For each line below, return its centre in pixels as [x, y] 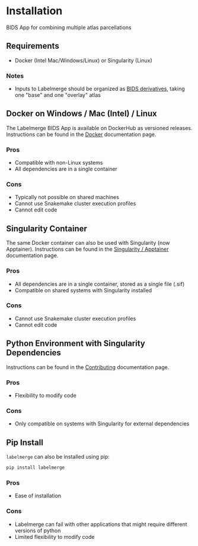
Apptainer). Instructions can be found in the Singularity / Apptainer [87, 249]
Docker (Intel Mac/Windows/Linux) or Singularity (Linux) [83, 60]
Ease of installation [38, 496]
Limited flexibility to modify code [55, 536]
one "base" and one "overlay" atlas [58, 95]
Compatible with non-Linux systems [59, 163]
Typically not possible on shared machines [67, 197]
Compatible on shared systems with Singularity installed [83, 290]
